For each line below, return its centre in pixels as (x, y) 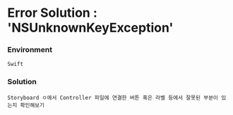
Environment (30, 50)
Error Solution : (52, 13)
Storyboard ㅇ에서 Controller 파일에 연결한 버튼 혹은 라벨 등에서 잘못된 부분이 (113, 97)
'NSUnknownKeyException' (90, 28)
